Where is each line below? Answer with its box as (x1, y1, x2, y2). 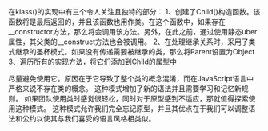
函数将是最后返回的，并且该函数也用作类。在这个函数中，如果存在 (8, 17, 226, 26)
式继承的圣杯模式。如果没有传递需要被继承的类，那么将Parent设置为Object (8, 47, 255, 56)
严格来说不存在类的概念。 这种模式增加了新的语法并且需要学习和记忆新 (8, 84, 242, 93)
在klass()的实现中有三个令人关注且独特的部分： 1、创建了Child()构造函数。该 (8, 7, 261, 16)
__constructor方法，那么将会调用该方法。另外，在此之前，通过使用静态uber (8, 27, 258, 36)
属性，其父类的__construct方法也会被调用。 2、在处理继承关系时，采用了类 (8, 37, 256, 46)
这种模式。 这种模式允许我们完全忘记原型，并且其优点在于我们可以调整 (14, 104, 249, 113)
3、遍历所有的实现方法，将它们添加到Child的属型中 (8, 57, 178, 66)
